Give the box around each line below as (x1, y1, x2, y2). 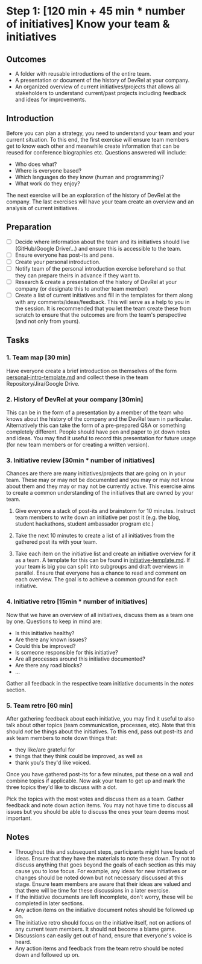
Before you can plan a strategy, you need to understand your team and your (6, 129, 195, 137)
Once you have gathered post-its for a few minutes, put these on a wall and (6, 770, 194, 777)
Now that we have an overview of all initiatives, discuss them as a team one (6, 611, 194, 618)
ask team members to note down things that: (6, 734, 118, 741)
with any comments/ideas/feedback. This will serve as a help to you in (14, 299, 190, 305)
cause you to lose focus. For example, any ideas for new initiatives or (14, 867, 187, 874)
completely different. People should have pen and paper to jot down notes (6, 428, 191, 435)
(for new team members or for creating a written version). (6, 441, 150, 448)
